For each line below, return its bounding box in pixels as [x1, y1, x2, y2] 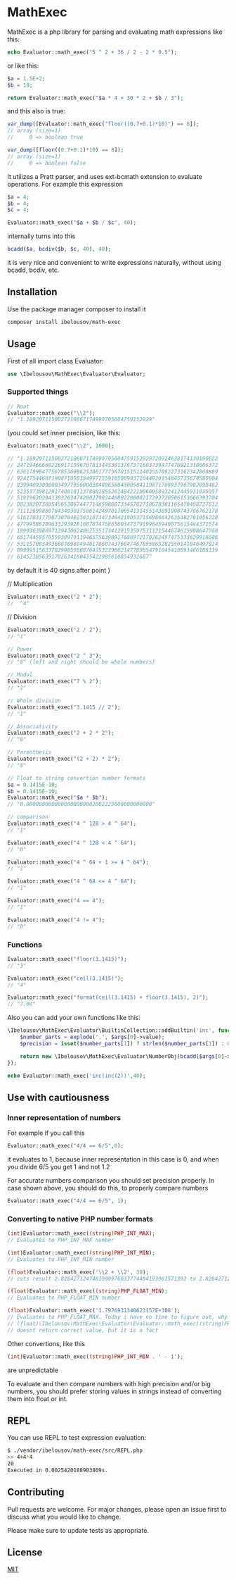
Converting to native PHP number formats [7, 1214, 153, 1224]
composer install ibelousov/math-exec [7, 318, 121, 325]
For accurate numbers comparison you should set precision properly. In [7, 1176, 215, 1184]
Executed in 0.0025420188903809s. [7, 1467, 109, 1474]
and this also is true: [7, 107, 66, 116]
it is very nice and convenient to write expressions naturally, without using [7, 259, 221, 267]
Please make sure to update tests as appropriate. [7, 1526, 150, 1534]
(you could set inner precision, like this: [7, 429, 121, 437]
